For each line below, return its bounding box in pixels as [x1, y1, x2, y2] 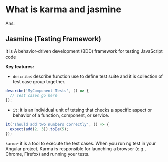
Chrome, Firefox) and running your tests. [5, 151, 90, 157]
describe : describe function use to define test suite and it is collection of [12, 73, 163, 79]
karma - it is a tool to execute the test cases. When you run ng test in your [5, 140, 156, 146]
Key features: [5, 63, 34, 69]
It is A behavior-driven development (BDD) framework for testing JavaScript [5, 48, 163, 54]
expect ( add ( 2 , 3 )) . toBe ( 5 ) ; [10, 127, 69, 132]
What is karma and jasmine [5, 4, 121, 15]
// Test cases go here [10, 93, 58, 98]
